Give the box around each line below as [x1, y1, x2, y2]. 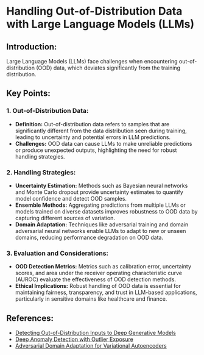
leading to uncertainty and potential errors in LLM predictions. [15, 133, 171, 141]
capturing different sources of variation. [15, 214, 116, 221]
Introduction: [6, 41, 57, 52]
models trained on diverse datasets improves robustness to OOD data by [15, 207, 198, 215]
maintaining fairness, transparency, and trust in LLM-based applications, [15, 289, 197, 296]
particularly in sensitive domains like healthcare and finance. [15, 295, 167, 303]
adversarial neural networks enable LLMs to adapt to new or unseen [15, 227, 186, 234]
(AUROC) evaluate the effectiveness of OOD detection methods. [15, 276, 177, 283]
